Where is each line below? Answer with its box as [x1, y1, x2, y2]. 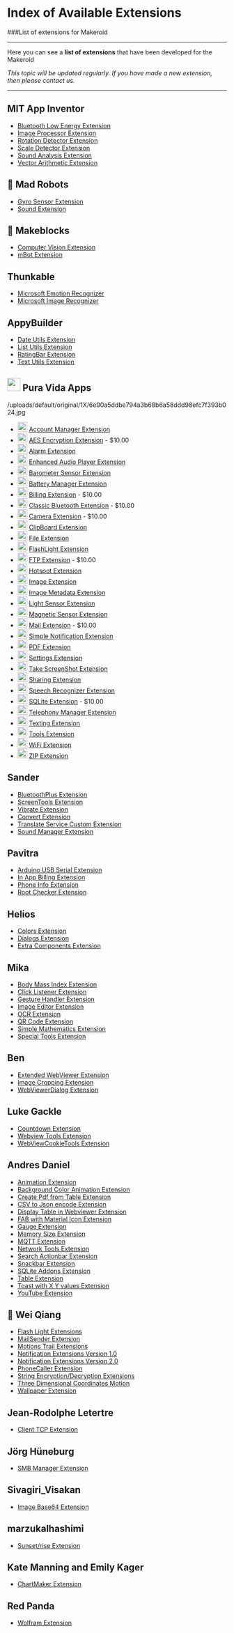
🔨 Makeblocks [7, 224, 70, 236]
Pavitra [7, 848, 39, 860]
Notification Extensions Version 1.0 [17, 1349, 117, 1358]
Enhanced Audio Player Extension [29, 458, 126, 466]
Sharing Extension [29, 675, 81, 683]
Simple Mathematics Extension [17, 1025, 107, 1033]
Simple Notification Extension [29, 632, 114, 640]
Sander [7, 772, 40, 784]
